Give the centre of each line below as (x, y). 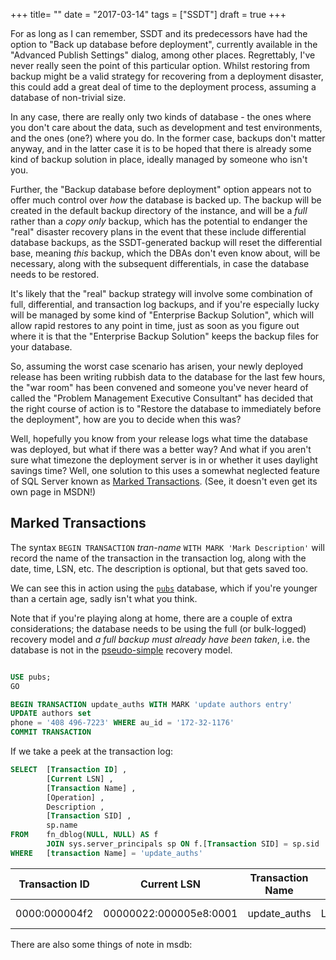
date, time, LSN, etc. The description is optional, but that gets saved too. (159, 568)
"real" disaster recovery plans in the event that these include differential (158, 232)
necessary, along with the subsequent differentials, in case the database (160, 263)
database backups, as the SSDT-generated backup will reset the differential (166, 242)
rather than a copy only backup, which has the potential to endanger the (159, 221)
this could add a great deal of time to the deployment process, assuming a (163, 87)
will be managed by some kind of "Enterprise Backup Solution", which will (162, 315)
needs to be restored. (55, 274)
